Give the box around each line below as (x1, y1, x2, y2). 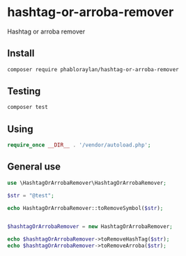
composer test (7, 104, 49, 111)
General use (7, 161, 61, 173)
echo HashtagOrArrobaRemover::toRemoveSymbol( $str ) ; (7, 204, 164, 211)
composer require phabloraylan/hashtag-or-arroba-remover (7, 66, 179, 73)
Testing (7, 85, 41, 98)
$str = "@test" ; (7, 192, 54, 199)
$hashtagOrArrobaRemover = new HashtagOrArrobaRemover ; (7, 223, 173, 230)
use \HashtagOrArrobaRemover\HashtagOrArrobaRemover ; (7, 179, 167, 186)
